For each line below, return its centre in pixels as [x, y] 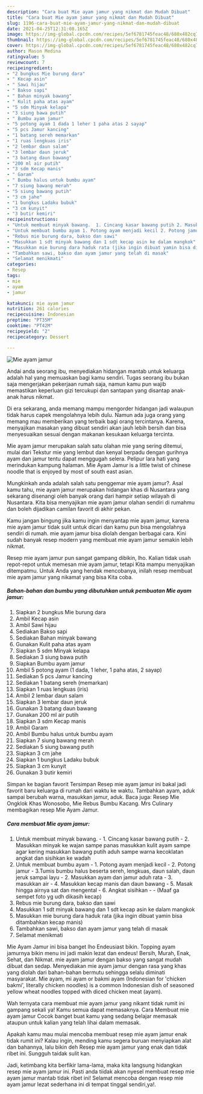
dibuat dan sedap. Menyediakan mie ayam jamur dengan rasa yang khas [97, 966]
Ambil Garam [32, 728]
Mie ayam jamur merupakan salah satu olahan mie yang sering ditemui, [95, 446]
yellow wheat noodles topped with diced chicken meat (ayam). [85, 992]
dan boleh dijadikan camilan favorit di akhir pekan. [69, 509]
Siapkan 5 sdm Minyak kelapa [52, 651]
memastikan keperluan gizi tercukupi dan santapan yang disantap [89, 390]
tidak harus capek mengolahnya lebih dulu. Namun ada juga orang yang [96, 415]
